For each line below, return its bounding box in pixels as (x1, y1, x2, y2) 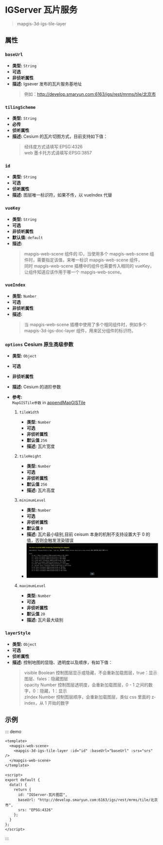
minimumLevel (19, 498, 46, 503)
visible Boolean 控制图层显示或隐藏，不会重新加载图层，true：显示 (24, 670, 158, 676)
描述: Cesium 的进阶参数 (12, 384, 62, 390)
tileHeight (19, 454, 42, 459)
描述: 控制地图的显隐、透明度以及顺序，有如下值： (12, 659, 113, 665)
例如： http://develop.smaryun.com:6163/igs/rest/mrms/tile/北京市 (24, 91, 156, 97)
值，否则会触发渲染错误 (26, 538, 74, 543)
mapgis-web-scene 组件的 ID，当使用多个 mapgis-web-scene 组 (24, 251, 154, 256)
